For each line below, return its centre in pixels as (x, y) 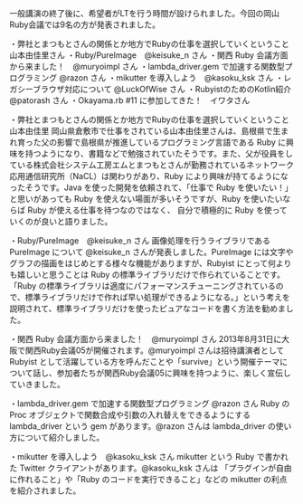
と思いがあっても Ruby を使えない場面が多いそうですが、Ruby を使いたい (146, 199)
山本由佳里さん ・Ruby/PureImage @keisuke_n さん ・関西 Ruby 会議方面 (149, 55)
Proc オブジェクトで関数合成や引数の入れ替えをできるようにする (130, 415)
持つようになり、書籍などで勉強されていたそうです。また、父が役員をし (159, 153)
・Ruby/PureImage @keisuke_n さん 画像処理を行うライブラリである (140, 241)
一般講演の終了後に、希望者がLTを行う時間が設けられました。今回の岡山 (145, 13)
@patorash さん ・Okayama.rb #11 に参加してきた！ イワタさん (130, 100)
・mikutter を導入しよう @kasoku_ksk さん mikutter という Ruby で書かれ (149, 456)
